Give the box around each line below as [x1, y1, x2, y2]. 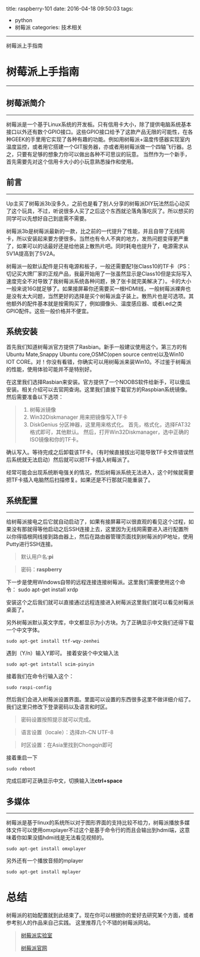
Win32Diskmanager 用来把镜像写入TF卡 [29, 413, 128, 421]
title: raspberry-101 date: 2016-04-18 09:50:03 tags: [6, 5, 134, 12]
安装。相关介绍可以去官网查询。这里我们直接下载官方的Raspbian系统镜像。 [6, 386, 190, 393]
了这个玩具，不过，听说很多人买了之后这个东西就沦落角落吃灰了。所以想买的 [6, 207, 194, 214]
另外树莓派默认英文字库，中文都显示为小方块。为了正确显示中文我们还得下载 [6, 619, 194, 626]
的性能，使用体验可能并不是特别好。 [6, 366, 95, 373]
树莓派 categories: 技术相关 [14, 24, 82, 30]
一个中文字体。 [6, 627, 43, 634]
